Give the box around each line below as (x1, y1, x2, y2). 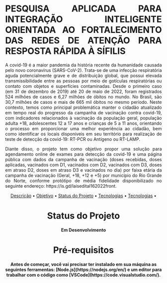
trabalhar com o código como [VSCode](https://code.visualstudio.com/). (6, 272, 161, 278)
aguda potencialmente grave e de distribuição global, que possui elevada (5, 72, 162, 78)
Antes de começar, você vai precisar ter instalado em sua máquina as (10, 261, 157, 267)
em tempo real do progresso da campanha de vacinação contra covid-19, (5, 109, 162, 115)
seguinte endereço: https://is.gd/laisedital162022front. (5, 183, 117, 189)
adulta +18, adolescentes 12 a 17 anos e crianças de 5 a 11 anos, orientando (5, 120, 162, 126)
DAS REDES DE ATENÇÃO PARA (5, 35, 162, 46)
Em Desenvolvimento (61, 227, 106, 233)
